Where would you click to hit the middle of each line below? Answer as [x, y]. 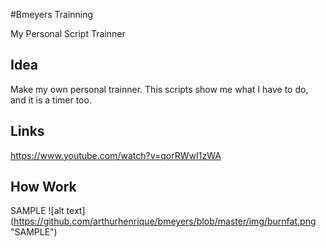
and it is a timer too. [51, 100]
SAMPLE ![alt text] [48, 211]
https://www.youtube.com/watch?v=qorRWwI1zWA [116, 155]
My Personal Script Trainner [68, 33]
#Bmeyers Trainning [52, 14]
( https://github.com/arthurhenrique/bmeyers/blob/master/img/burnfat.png [163, 221]
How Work [43, 187]
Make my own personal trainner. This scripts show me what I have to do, [159, 89]
